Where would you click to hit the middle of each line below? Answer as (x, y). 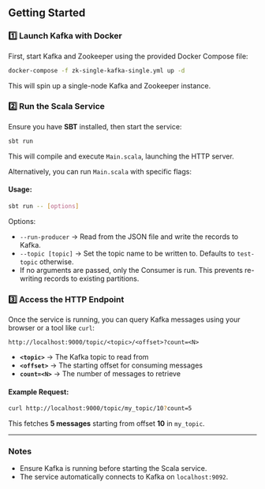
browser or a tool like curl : (51, 328)
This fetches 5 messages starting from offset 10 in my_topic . (106, 424)
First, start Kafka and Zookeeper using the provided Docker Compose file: (128, 56)
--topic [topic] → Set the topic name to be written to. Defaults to (127, 253)
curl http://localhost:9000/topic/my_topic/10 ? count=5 (100, 409)
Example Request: (39, 392)
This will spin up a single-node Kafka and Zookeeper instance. (110, 85)
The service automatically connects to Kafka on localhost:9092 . (124, 477)
